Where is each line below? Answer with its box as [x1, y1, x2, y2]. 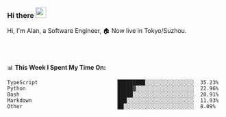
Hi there [7, 10, 34, 20]
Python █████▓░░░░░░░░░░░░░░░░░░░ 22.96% [7, 86, 219, 92]
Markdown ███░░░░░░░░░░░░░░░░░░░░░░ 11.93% [7, 97, 219, 104]
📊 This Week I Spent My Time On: [7, 64, 106, 72]
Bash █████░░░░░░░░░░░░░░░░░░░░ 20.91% [7, 91, 219, 99]
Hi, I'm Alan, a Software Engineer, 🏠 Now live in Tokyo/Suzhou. [7, 27, 187, 35]
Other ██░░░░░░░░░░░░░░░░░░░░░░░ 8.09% [7, 103, 216, 110]
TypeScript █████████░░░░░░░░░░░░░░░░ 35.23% [7, 79, 219, 86]
